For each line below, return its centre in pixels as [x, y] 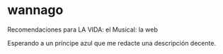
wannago [35, 10]
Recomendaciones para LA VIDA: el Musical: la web [82, 29]
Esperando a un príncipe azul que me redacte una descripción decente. [112, 43]
